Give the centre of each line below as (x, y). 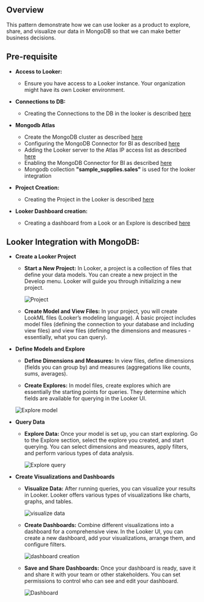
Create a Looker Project (45, 257)
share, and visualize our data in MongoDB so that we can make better (93, 31)
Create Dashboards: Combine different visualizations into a (99, 525)
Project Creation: (37, 187)
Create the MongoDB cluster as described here (83, 137)
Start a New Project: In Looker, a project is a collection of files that (108, 268)
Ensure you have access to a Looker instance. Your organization (105, 83)
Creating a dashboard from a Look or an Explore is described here (107, 223)
